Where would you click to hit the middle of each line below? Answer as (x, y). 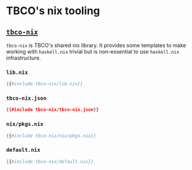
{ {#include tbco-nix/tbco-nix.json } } (53, 110)
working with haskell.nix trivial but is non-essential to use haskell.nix (93, 52)
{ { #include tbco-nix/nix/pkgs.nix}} (51, 136)
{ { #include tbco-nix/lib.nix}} (45, 84)
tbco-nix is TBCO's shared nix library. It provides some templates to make (96, 45)
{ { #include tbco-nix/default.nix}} (50, 161)
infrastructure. (24, 58)
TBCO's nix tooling (53, 11)
